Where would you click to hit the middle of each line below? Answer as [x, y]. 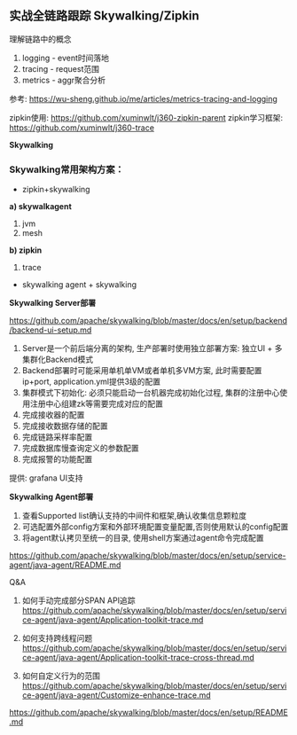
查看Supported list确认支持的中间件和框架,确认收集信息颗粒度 [134, 516]
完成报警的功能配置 [57, 459]
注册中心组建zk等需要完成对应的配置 [97, 404]
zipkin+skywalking [56, 190]
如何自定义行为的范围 [61, 676]
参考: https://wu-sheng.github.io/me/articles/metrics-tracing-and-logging [143, 98]
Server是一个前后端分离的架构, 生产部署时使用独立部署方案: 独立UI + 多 [152, 348]
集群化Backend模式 [58, 360]
